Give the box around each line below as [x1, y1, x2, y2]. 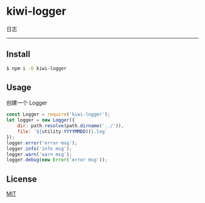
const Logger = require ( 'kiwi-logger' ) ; [6, 111, 111, 117]
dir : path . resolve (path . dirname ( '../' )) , [17, 123, 124, 129]
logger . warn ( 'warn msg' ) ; [6, 151, 72, 157]
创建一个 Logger [6, 99, 48, 106]
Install [6, 49, 31, 59]
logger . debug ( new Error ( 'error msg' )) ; [6, 157, 108, 163]
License [6, 174, 37, 184]
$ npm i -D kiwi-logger [6, 65, 67, 72]
